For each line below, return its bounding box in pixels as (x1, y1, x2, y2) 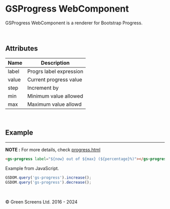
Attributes (5, 44, 38, 53)
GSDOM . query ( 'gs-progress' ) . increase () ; (5, 175, 92, 180)
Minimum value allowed (27, 92, 83, 99)
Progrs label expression (27, 68, 83, 75)
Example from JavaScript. (5, 165, 59, 172)
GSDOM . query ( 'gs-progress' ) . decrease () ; (5, 180, 92, 185)
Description (40, 59, 70, 66)
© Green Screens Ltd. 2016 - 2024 (5, 199, 78, 205)
